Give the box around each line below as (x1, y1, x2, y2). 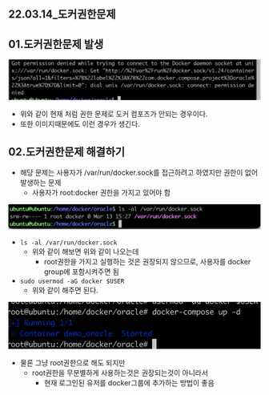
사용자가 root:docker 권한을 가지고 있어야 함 (31, 187, 171, 198)
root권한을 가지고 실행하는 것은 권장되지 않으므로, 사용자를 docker (43, 257, 251, 267)
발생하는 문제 (19, 178, 62, 187)
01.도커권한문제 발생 (8, 37, 104, 50)
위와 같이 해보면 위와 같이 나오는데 (31, 247, 139, 256)
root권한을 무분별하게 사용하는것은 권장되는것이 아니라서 (31, 368, 208, 377)
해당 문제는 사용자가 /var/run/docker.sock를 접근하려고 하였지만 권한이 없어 (19, 167, 259, 178)
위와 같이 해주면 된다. (31, 285, 98, 295)
